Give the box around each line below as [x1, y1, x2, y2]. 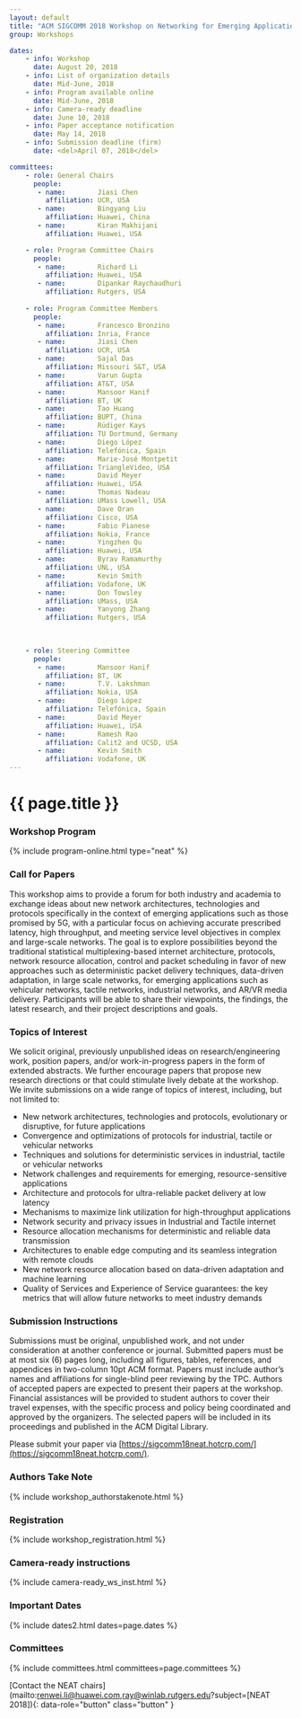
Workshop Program [9, 826, 97, 838]
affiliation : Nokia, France [45, 529, 150, 539]
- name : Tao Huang [37, 404, 134, 413]
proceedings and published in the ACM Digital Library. [9, 1421, 209, 1432]
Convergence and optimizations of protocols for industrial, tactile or [21, 1130, 273, 1141]
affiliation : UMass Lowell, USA [45, 496, 167, 505]
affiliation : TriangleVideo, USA [45, 463, 170, 472]
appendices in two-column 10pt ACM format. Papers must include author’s [9, 1364, 285, 1375]
